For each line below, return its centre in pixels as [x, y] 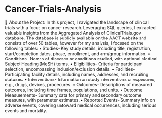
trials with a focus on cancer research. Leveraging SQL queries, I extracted [81, 27]
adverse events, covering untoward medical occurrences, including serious [81, 105]
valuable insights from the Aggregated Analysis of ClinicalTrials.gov [73, 33]
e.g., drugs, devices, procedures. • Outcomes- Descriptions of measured [79, 84]
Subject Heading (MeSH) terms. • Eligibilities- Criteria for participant [74, 64]
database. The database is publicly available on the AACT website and [76, 38]
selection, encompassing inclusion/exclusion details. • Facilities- [70, 69]
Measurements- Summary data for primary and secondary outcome [73, 95]
